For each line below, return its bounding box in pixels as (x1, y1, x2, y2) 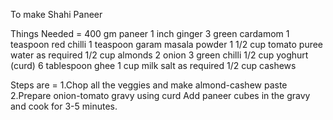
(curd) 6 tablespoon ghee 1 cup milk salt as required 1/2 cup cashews (10, 60, 297, 71)
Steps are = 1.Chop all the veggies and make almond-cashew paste (10, 79, 288, 91)
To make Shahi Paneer (10, 9, 103, 20)
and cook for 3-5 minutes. (10, 100, 118, 112)
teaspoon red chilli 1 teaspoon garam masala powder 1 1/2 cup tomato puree (10, 39, 324, 50)
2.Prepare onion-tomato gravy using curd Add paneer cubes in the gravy (10, 90, 311, 101)
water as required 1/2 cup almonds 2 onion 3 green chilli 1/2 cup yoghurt (10, 49, 309, 61)
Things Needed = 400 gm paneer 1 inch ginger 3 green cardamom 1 (10, 28, 290, 39)
